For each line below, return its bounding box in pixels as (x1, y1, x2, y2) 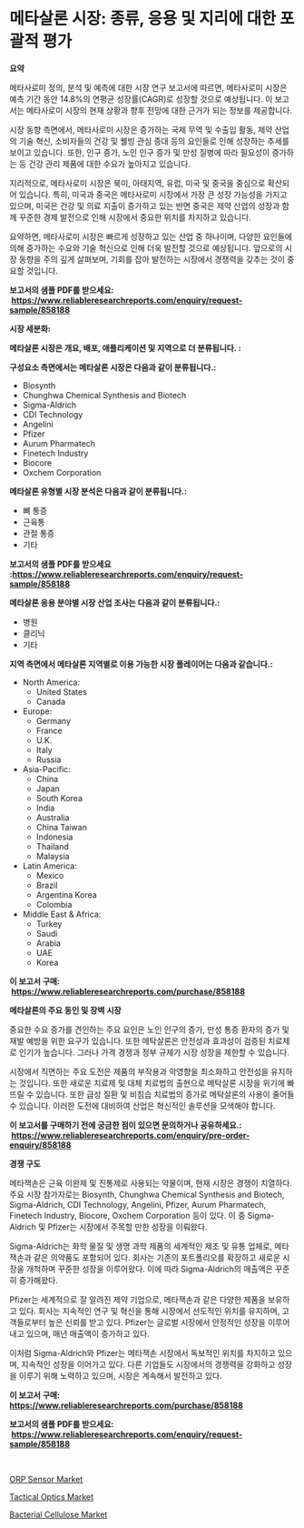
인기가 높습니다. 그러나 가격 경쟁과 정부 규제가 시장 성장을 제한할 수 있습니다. (18, 1047, 290, 1058)
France (35, 725, 64, 736)
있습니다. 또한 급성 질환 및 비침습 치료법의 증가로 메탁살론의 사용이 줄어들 (35, 1089, 295, 1100)
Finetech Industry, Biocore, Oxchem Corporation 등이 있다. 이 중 (9, 1210, 246, 1221)
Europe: (22, 706, 53, 717)
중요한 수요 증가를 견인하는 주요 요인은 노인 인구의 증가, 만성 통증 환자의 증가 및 (9, 1024, 290, 1035)
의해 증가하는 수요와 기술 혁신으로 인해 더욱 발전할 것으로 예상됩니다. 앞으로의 (9, 242, 283, 253)
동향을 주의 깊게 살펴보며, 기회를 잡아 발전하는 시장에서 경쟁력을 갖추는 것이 (18, 254, 286, 265)
